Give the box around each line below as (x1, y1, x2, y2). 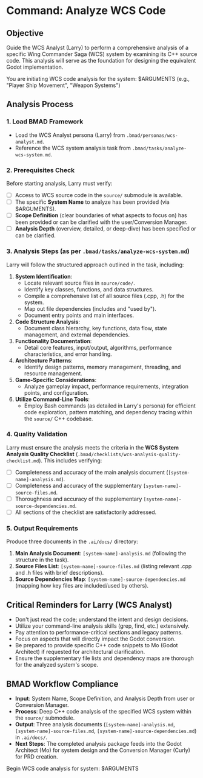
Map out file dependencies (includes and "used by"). (24, 305, 156, 312)
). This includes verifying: (38, 457, 102, 464)
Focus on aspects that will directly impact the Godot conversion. (15, 635, 176, 642)
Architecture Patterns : (15, 356, 73, 364)
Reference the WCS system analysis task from (15, 144, 131, 151)
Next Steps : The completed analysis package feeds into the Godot (15, 740, 182, 747)
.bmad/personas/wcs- (126, 132, 179, 139)
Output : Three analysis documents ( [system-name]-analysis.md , (15, 721, 175, 728)
